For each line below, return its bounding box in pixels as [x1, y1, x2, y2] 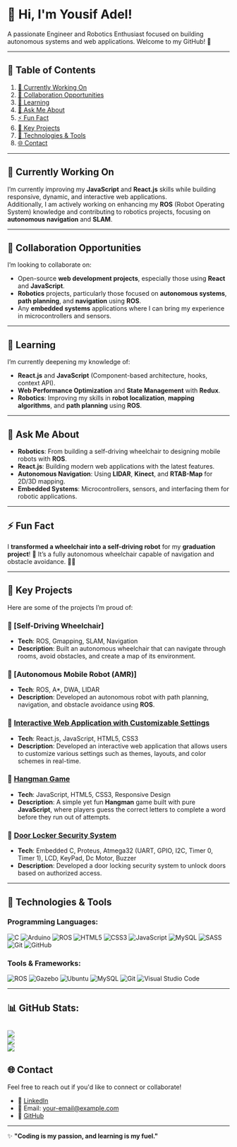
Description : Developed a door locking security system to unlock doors [17, 861, 226, 870]
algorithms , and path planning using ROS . [17, 402, 142, 410]
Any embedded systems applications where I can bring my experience [17, 304, 225, 313]
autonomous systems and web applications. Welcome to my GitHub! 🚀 [7, 37, 212, 45]
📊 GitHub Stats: [7, 1002, 80, 1014]
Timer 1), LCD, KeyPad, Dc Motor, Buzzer [17, 854, 137, 863]
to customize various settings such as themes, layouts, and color [17, 749, 207, 757]
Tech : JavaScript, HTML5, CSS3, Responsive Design [17, 790, 171, 798]
